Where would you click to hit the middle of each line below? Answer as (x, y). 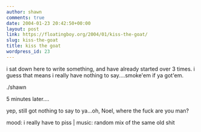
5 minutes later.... (28, 99)
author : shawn (24, 12)
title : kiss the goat (34, 46)
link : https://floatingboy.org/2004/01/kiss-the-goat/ (77, 35)
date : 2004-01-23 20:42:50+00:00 (49, 23)
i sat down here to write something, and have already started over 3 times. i (101, 69)
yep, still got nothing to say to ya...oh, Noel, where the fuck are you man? (98, 111)
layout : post (23, 29)
